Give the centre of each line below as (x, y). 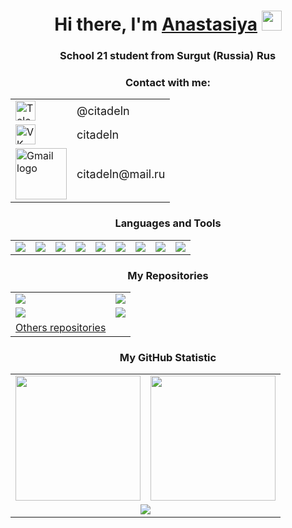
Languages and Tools (168, 223)
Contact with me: (168, 83)
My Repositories (168, 275)
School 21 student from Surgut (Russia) (157, 56)
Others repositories (61, 327)
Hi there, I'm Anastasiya (156, 24)
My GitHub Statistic (168, 357)
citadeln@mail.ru (121, 173)
